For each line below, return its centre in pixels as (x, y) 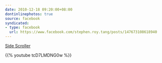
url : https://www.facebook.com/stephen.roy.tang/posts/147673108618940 (83, 32)
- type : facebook (23, 28)
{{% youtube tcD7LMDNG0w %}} (38, 55)
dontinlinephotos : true (29, 14)
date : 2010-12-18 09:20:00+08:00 (39, 9)
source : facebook (23, 18)
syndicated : (17, 23)
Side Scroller (18, 46)
